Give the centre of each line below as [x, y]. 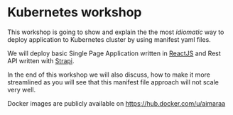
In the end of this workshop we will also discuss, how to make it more [109, 75]
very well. [22, 89]
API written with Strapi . [41, 60]
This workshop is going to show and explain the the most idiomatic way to [116, 32]
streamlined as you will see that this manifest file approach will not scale [113, 82]
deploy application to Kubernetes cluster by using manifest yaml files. [109, 39]
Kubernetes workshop [75, 12]
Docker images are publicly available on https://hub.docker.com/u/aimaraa [116, 103]
